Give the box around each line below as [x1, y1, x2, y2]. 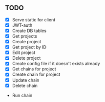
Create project [12, 39, 42, 45]
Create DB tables [12, 28, 46, 34]
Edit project [12, 50, 36, 55]
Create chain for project [12, 71, 60, 77]
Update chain [12, 77, 40, 83]
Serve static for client [12, 17, 56, 22]
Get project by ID [12, 44, 46, 50]
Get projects [12, 34, 38, 39]
